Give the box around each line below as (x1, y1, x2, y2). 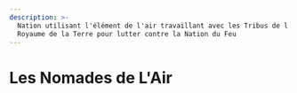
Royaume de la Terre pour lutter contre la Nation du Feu (17, 29, 237, 38)
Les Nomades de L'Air (9, 67, 173, 88)
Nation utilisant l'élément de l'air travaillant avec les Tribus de (17, 21, 280, 30)
